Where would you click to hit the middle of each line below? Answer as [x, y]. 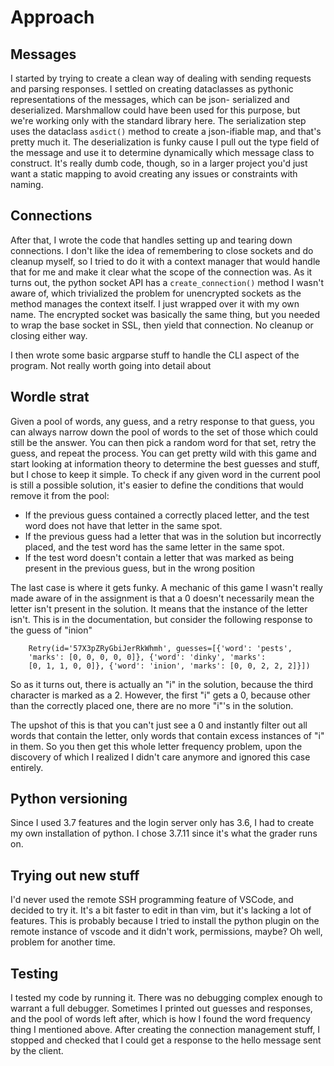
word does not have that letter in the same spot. [123, 525]
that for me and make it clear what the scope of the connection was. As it [161, 272]
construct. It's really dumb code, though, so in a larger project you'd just [159, 163]
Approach [52, 17]
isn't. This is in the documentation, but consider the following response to [161, 619]
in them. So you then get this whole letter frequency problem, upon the [156, 746]
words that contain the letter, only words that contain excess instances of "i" [167, 735]
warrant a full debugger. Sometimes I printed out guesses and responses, [161, 1008]
